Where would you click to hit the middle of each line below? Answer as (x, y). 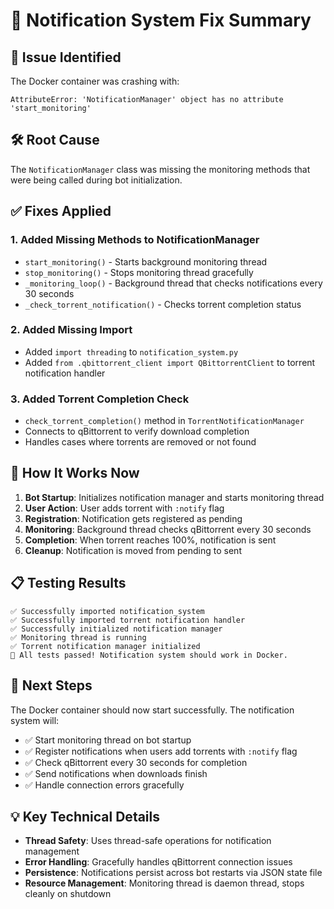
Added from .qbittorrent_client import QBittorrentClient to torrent (170, 362)
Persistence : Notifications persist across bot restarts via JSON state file (173, 873)
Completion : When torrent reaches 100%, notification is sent (150, 540)
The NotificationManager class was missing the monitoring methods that (160, 169)
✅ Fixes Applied (61, 211)
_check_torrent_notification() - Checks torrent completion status (163, 304)
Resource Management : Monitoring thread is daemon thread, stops (164, 883)
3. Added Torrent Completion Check (100, 399)
